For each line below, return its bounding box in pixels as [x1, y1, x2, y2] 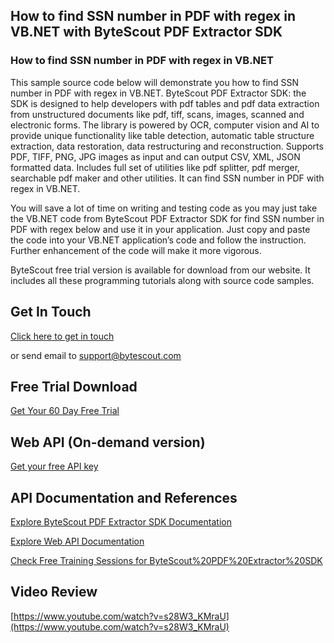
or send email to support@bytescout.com [10, 349, 182, 361]
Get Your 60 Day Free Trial [10, 405, 120, 417]
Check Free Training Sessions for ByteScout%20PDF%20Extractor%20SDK [10, 554, 323, 566]
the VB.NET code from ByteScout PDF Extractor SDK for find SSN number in [10, 212, 325, 224]
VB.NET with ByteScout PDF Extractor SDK [10, 24, 283, 41]
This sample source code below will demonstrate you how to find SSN [10, 76, 300, 88]
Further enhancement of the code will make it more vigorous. [10, 244, 262, 256]
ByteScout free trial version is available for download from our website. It [10, 264, 311, 276]
